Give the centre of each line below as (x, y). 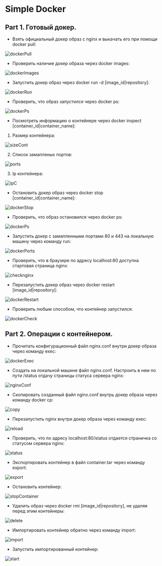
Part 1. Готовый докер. (41, 27)
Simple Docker (36, 9)
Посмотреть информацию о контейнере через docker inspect (77, 121)
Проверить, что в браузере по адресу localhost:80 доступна (75, 260)
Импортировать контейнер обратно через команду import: (74, 530)
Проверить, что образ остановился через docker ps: (67, 217)
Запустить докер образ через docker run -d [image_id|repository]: (81, 83)
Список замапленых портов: (42, 154)
